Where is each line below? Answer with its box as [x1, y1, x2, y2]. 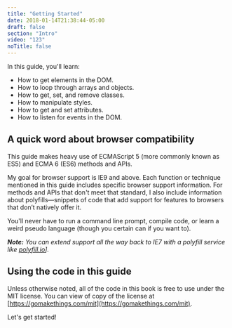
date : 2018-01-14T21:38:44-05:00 [7, 17, 105, 24]
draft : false [7, 23, 46, 30]
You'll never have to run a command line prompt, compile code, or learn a [7, 216, 219, 225]
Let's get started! [7, 313, 57, 321]
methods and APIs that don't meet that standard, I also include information [7, 188, 222, 197]
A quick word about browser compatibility [7, 133, 195, 145]
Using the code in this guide [7, 265, 132, 277]
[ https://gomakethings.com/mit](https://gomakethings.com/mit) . [7, 299, 193, 308]
